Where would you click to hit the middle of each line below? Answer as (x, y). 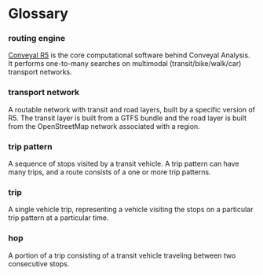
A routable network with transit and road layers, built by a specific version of (132, 109)
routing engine (37, 38)
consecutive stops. (39, 263)
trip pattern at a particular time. (58, 218)
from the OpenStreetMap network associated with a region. (104, 126)
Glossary (38, 14)
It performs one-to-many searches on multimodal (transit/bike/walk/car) (125, 64)
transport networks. (40, 72)
